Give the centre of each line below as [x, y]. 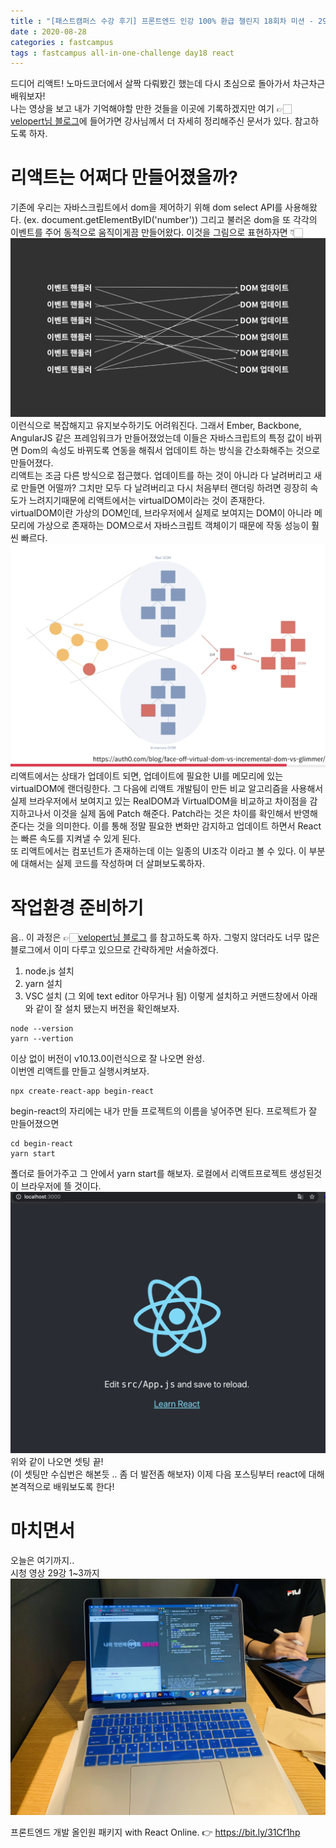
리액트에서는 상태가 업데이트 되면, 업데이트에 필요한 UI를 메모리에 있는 [147, 776]
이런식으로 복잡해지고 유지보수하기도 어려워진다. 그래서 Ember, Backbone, [156, 425]
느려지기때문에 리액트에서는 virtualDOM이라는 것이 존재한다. [147, 500]
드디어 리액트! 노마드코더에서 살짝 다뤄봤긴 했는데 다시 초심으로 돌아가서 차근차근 [168, 84]
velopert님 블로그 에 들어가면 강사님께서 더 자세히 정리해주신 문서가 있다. [151, 121]
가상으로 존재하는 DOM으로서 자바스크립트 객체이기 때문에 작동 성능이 [173, 525]
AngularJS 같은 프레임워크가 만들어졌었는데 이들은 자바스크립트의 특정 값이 [157, 437]
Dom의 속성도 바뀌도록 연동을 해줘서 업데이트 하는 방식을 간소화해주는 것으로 [170, 450]
